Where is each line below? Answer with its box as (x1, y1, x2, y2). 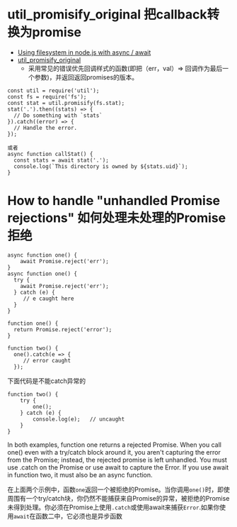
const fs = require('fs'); (7, 93, 87, 100)
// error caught (23, 357, 71, 364)
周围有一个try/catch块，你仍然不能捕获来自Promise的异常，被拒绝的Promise (7, 494, 230, 502)
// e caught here (23, 295, 74, 302)
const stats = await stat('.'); (13, 157, 110, 164)
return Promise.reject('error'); (13, 326, 112, 333)
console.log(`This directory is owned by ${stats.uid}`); (13, 162, 189, 170)
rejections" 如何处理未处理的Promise (7, 210, 226, 226)
